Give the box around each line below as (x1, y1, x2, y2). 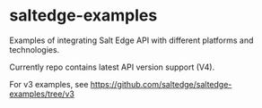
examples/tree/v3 (9, 88, 74, 99)
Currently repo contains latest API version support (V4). (9, 62, 215, 72)
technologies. (9, 44, 60, 54)
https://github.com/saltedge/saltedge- (90, 79, 232, 89)
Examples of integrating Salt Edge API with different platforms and (9, 35, 254, 46)
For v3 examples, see (9, 79, 89, 89)
